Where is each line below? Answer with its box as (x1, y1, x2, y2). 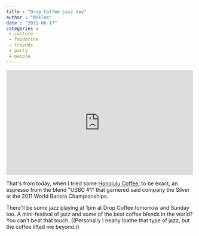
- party (8, 48, 28, 54)
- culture (8, 31, 33, 37)
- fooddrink (8, 36, 39, 42)
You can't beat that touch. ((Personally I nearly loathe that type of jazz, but (6, 216, 190, 224)
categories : (6, 25, 39, 32)
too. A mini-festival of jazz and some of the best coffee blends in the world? (6, 210, 193, 217)
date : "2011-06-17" (6, 20, 58, 26)
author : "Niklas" (6, 14, 52, 20)
